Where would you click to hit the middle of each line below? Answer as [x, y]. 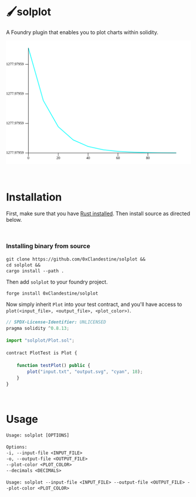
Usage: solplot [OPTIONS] [38, 436]
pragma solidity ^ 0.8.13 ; [38, 328]
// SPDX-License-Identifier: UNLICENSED [56, 322]
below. [14, 219]
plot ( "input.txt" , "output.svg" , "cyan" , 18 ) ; [85, 372]
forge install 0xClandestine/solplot [52, 293]
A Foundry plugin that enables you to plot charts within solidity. [82, 32]
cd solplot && [23, 265]
